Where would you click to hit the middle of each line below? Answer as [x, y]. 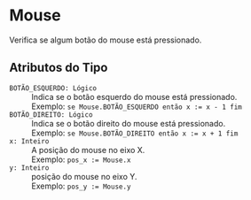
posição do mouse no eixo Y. [84, 176]
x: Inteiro [29, 141]
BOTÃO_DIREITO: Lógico [51, 115]
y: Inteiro [29, 168]
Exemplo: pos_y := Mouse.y [81, 186]
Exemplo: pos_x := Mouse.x [81, 159]
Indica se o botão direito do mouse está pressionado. [129, 123]
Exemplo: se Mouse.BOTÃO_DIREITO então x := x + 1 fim [135, 133]
